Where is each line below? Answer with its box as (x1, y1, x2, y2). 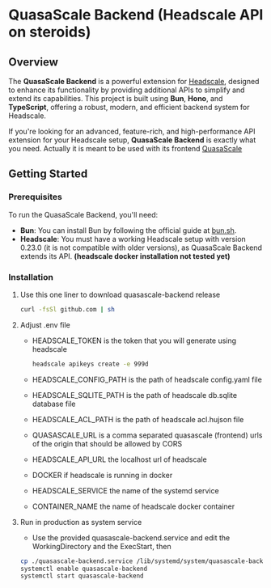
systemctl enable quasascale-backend (19, 565, 148, 573)
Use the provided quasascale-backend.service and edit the (32, 532, 231, 543)
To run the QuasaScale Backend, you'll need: (8, 209, 159, 219)
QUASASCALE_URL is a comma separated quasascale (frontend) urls (32, 430, 263, 440)
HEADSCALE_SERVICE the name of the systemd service (32, 485, 220, 495)
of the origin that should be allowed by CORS (32, 438, 183, 448)
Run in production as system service (19, 517, 142, 527)
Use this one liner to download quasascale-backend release (19, 290, 221, 299)
